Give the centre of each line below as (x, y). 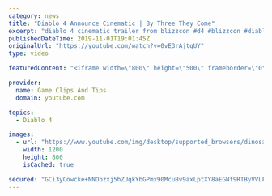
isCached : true (49, 164)
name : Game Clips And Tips (61, 90)
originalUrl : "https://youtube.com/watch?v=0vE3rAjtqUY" (106, 46)
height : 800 (43, 157)
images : (21, 134)
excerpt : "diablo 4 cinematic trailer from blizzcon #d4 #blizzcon (125, 31)
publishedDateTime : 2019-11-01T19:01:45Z (79, 38)
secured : (23, 179)
